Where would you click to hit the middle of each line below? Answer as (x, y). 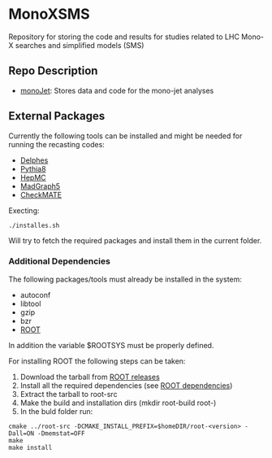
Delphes (34, 160)
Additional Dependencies (60, 261)
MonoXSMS (50, 14)
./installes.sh (34, 225)
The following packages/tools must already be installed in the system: (125, 279)
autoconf (35, 294)
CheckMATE (41, 194)
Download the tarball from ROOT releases (90, 377)
